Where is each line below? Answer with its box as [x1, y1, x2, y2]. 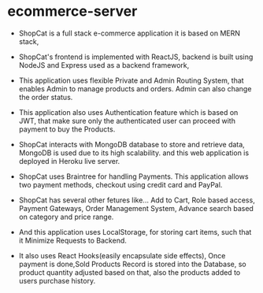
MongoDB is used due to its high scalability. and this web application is [18, 148, 250, 158]
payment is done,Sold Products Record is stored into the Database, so [18, 259, 246, 269]
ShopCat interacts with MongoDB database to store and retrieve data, [18, 139, 245, 149]
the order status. [18, 92, 73, 102]
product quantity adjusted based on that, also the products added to [18, 267, 241, 277]
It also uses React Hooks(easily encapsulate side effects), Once [18, 250, 226, 260]
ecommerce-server [7, 2, 138, 20]
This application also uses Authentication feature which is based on [18, 107, 239, 117]
